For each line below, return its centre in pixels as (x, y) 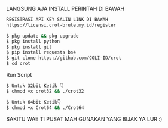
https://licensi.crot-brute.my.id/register (61, 25)
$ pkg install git (29, 47)
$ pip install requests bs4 (41, 52)
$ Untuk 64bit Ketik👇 (33, 102)
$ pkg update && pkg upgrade (42, 36)
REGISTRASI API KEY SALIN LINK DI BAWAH (57, 20)
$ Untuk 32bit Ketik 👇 (35, 86)
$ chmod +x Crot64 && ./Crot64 (45, 107)
